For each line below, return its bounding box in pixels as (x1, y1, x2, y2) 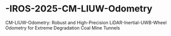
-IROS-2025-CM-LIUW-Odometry (5, 3, 153, 14)
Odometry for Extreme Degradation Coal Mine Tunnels (5, 24, 120, 30)
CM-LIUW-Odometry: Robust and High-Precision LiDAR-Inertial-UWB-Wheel (5, 19, 167, 25)
